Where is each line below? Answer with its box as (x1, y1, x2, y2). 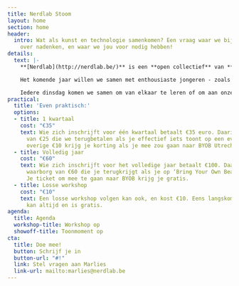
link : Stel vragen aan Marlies (14, 261, 107, 268)
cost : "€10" (20, 188, 55, 196)
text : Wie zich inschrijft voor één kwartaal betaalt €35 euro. (20, 129, 215, 136)
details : (7, 51, 33, 58)
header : (7, 30, 31, 38)
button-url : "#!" (14, 254, 65, 262)
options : (14, 109, 40, 116)
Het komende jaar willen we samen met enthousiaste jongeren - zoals (20, 76, 231, 83)
